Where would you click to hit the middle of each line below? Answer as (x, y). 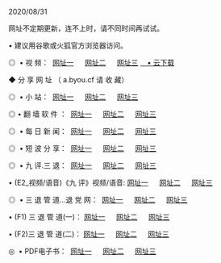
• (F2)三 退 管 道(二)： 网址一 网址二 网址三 (89, 234)
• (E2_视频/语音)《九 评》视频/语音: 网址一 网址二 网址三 (111, 182)
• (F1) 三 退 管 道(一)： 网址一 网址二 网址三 (89, 217)
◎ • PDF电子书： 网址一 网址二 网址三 (82, 251)
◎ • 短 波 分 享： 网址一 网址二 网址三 (83, 148)
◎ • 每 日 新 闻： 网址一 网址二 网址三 (83, 131)
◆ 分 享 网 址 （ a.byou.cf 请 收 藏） (69, 79)
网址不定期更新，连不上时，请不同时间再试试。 (86, 28)
